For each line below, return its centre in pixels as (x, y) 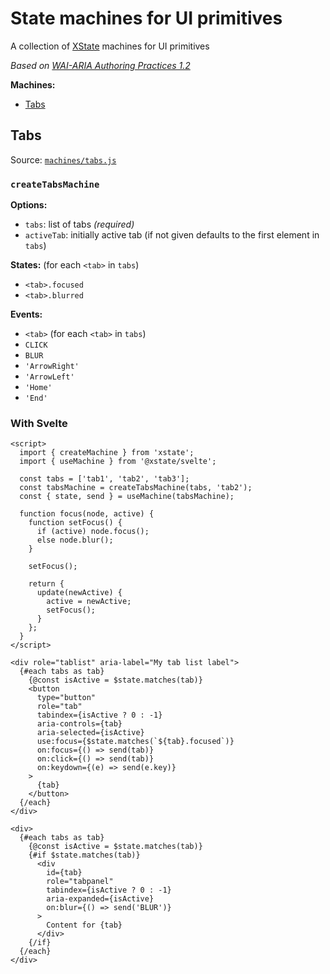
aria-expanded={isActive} (100, 899)
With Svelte (39, 423)
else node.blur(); (75, 540)
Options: (29, 205)
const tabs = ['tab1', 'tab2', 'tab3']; (104, 479)
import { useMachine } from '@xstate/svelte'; (118, 462)
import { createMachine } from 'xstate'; (107, 453)
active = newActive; (89, 602)
